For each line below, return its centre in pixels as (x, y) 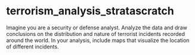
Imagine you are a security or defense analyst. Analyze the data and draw (97, 27)
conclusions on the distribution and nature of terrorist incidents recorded (96, 33)
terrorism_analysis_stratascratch (90, 11)
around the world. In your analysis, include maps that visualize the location (98, 40)
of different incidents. (32, 47)
